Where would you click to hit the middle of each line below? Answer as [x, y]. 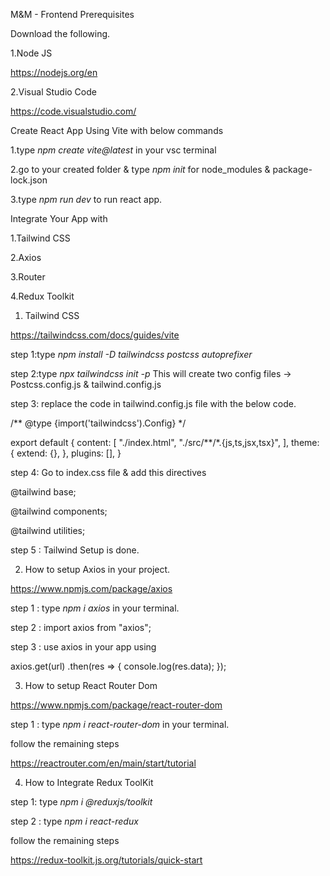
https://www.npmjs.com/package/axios [91, 588]
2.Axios [26, 257]
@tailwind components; [59, 511]
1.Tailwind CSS [40, 238]
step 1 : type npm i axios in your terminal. [95, 608]
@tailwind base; [43, 492]
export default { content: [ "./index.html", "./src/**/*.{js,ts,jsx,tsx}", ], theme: [165, 442]
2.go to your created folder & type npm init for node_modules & [140, 169]
